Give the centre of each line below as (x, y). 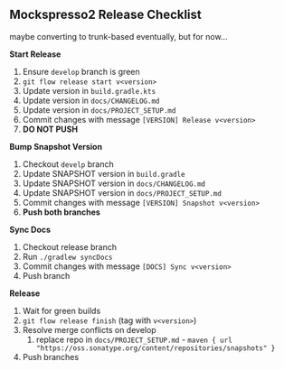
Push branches (51, 356)
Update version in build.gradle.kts (89, 90)
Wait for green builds (62, 310)
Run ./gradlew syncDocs (67, 256)
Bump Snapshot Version (56, 146)
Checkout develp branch (68, 164)
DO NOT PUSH (50, 129)
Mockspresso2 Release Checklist (105, 15)
